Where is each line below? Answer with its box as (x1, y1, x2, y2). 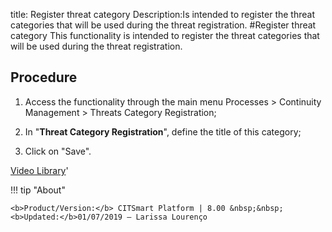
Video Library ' (10, 164, 69, 176)
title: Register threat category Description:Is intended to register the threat (10, 9, 315, 20)
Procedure (10, 69, 78, 86)
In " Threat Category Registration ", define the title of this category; (24, 125, 302, 138)
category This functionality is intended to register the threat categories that (10, 30, 320, 41)
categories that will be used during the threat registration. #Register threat (10, 19, 317, 31)
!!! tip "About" (10, 184, 66, 196)
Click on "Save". (24, 145, 92, 157)
